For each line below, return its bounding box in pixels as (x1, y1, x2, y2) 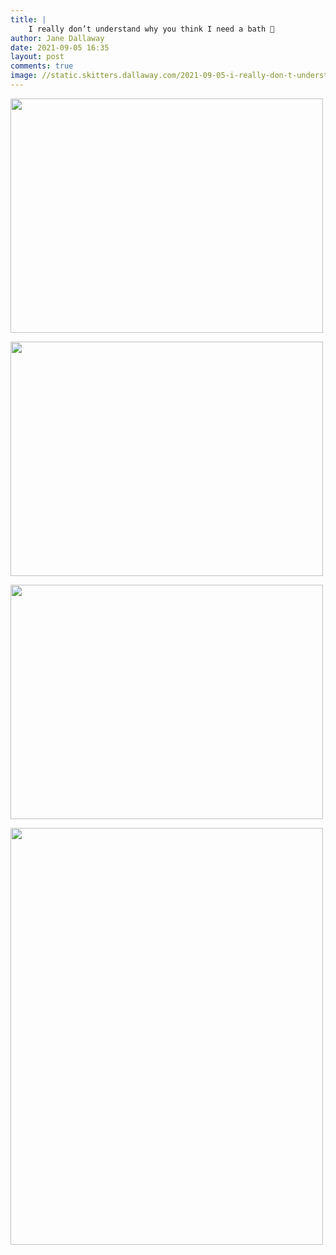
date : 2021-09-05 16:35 (10, 42, 110, 53)
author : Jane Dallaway (10, 33, 105, 43)
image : (10, 71, 38, 81)
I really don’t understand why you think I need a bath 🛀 (28, 24, 275, 34)
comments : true (10, 61, 74, 71)
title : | (10, 14, 47, 25)
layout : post (10, 52, 65, 62)
